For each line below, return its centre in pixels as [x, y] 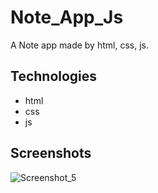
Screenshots [51, 153]
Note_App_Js [67, 17]
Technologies [54, 76]
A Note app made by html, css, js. [79, 45]
